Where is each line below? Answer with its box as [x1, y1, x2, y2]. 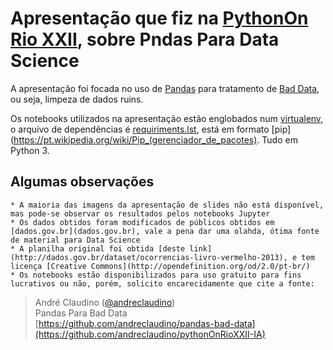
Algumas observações [10, 173, 155, 191]
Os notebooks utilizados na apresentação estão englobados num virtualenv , [10, 112, 324, 124]
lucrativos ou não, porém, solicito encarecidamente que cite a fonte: [10, 278, 315, 289]
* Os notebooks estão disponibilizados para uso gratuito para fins [10, 270, 302, 280]
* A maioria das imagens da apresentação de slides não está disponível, [10, 200, 325, 210]
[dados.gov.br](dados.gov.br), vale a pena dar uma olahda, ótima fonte [10, 226, 320, 236]
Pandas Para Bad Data [34, 307, 128, 319]
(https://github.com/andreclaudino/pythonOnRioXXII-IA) [34, 328, 266, 340]
